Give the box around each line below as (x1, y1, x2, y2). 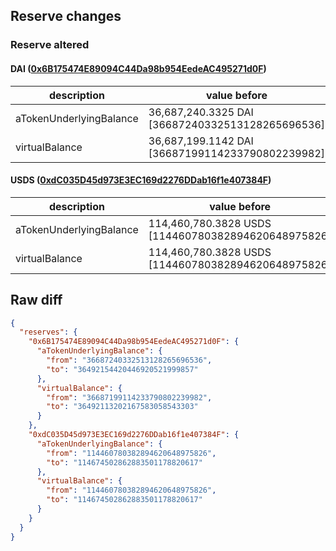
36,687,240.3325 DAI (148, 105, 254, 119)
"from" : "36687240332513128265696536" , (46, 355, 213, 366)
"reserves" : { (19, 327, 78, 338)
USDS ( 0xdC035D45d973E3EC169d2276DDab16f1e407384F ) (10, 174, 272, 186)
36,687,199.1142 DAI (148, 134, 254, 148)
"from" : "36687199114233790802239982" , (46, 392, 213, 403)
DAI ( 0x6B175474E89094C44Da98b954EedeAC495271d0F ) (10, 62, 267, 74)
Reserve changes (10, 8, 122, 25)
